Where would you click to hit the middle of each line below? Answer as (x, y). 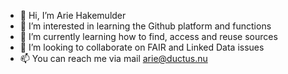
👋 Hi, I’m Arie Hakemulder (73, 15)
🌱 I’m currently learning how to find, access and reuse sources (148, 36)
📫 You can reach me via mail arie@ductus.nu (113, 58)
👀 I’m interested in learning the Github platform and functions (145, 26)
